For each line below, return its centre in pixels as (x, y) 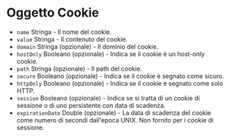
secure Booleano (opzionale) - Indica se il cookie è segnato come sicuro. (120, 76)
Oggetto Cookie (53, 13)
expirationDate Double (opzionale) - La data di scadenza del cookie (114, 113)
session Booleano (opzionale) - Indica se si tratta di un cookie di (108, 98)
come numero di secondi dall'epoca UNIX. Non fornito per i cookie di (115, 120)
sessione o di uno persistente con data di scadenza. (91, 105)
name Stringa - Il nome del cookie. (64, 32)
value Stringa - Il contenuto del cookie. (72, 39)
